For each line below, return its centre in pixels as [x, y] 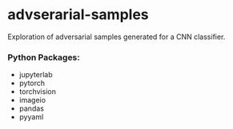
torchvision [38, 92]
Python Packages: [44, 57]
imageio [32, 100]
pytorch [32, 83]
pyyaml [31, 117]
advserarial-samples [78, 15]
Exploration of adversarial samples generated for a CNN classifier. [116, 37]
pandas [32, 108]
